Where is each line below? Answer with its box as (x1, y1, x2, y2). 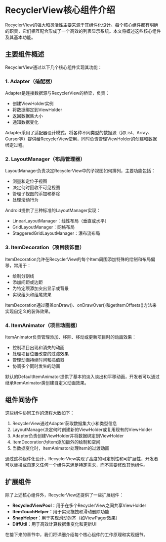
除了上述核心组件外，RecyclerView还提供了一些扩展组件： (5, 491, 124, 498)
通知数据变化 (12, 119, 39, 125)
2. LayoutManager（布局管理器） (5, 156, 85, 163)
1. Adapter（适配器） (5, 78, 55, 85)
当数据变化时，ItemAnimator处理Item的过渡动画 (12, 445, 110, 451)
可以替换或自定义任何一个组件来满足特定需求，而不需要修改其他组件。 (5, 462, 148, 468)
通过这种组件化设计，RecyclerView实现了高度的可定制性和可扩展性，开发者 (5, 455, 159, 461)
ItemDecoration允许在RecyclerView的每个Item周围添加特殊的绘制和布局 (5, 256, 151, 262)
